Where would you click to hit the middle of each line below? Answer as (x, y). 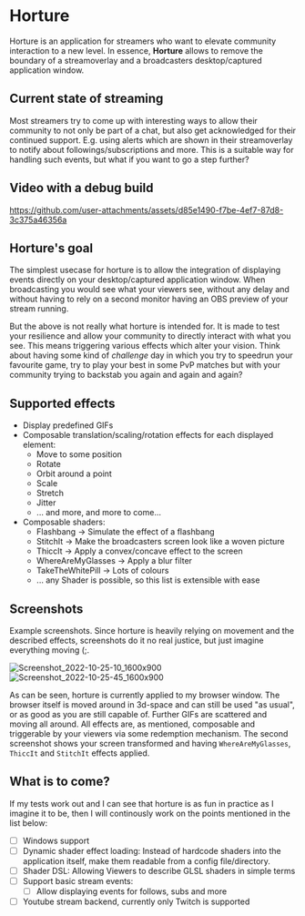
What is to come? (60, 782)
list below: (29, 823)
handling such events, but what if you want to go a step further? (129, 159)
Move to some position (79, 454)
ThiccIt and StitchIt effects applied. (80, 753)
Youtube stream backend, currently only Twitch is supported (136, 901)
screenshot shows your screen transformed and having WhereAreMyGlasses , (150, 743)
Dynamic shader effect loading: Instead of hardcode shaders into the (152, 850)
